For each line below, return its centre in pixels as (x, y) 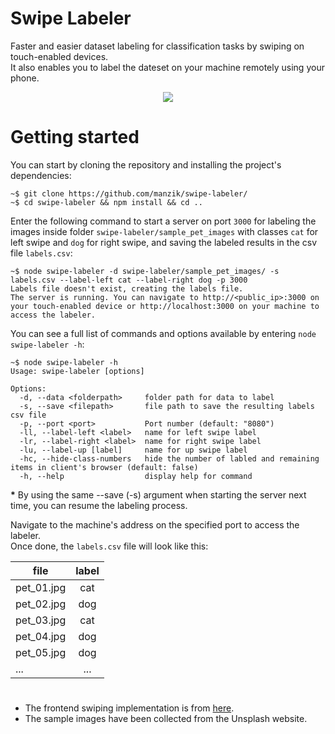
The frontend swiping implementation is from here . (129, 708)
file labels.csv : (41, 253)
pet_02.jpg (41, 604)
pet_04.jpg (41, 636)
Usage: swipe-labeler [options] (77, 371)
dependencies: (41, 175)
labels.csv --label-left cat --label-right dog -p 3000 (129, 280)
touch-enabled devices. (59, 56)
